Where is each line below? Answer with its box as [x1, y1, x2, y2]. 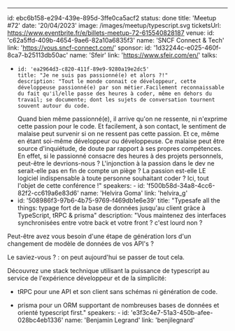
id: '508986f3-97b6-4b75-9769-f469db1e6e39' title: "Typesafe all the [17, 196, 220, 205]
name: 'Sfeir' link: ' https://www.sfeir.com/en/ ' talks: [69, 51, 218, 59]
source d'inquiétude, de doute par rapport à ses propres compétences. [17, 145, 222, 152]
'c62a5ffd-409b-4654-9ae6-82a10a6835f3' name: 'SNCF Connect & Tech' [7, 36, 225, 44]
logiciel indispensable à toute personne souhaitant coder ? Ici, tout [17, 174, 209, 182]
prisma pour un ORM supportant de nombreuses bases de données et [17, 301, 220, 309]
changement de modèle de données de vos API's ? [7, 240, 154, 248]
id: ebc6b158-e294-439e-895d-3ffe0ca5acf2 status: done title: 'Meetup [7, 14, 217, 22]
